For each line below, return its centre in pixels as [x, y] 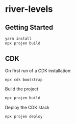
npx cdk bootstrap [24, 80]
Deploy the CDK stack [27, 108]
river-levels [29, 9]
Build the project [22, 89]
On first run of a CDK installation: [38, 71]
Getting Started [29, 27]
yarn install [18, 39]
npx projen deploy [24, 117]
